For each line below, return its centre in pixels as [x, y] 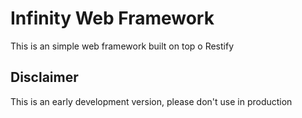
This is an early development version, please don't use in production [151, 101]
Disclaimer [44, 77]
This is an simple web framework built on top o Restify [122, 46]
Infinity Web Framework [112, 18]
